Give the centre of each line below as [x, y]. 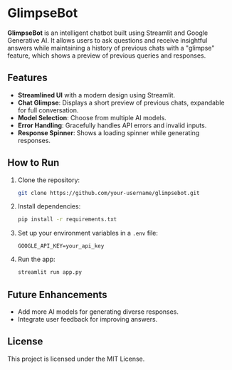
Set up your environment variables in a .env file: [88, 233]
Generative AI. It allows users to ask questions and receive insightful [107, 40]
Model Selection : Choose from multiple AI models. [92, 117]
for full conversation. [48, 110]
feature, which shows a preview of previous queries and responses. [107, 55]
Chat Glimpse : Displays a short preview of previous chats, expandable [121, 102]
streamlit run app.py [49, 273]
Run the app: [36, 259]
